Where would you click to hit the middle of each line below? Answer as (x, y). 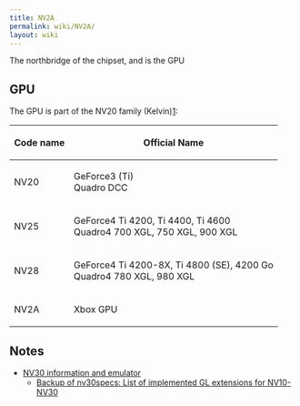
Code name (40, 143)
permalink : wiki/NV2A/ (52, 26)
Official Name (174, 143)
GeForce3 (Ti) (104, 177)
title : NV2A (32, 18)
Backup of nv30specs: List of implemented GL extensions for (150, 382)
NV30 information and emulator (82, 373)
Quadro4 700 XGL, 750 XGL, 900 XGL (155, 232)
